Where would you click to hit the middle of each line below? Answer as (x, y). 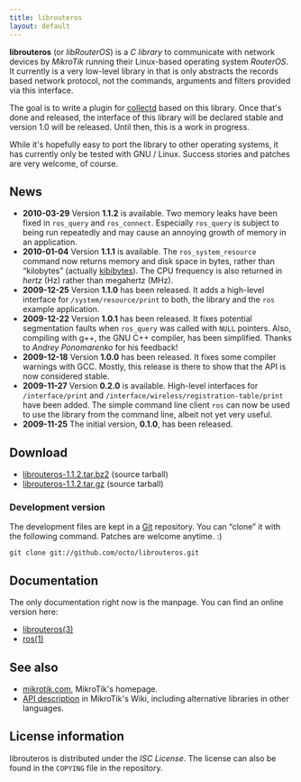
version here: (34, 612)
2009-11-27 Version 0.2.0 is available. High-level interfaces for (140, 386)
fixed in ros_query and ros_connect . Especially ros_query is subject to (150, 223)
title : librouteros (46, 18)
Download (38, 452)
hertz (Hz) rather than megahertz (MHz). (98, 281)
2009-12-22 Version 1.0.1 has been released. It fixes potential (137, 319)
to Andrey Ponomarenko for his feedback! (100, 347)
